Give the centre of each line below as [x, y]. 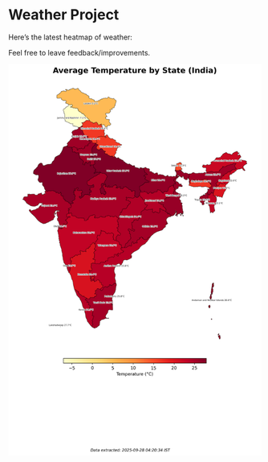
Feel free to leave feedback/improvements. [79, 52]
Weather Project [64, 15]
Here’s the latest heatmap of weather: [70, 37]
